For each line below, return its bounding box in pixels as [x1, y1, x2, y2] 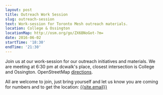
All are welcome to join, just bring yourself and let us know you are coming [5, 78, 159, 84]
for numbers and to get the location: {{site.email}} [5, 83, 107, 90]
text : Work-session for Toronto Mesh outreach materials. [5, 21, 128, 26]
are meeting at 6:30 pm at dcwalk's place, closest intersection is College [5, 63, 155, 69]
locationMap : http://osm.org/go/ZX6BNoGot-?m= [5, 30, 104, 35]
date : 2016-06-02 [5, 35, 41, 40]
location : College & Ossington [5, 26, 70, 31]
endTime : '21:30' [5, 44, 41, 49]
